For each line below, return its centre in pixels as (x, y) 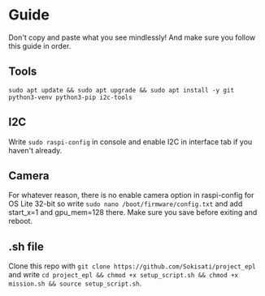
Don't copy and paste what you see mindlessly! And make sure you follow (132, 37)
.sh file (26, 246)
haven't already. (35, 150)
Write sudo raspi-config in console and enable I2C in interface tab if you (130, 142)
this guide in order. (40, 45)
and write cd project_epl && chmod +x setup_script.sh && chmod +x (124, 275)
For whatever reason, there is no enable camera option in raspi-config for (131, 195)
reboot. (21, 221)
